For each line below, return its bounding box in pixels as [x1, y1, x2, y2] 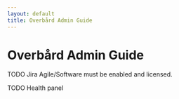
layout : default [7, 10, 55, 18]
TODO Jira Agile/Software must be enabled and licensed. [7, 70, 173, 79]
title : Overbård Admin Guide [7, 17, 93, 24]
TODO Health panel [7, 84, 64, 92]
